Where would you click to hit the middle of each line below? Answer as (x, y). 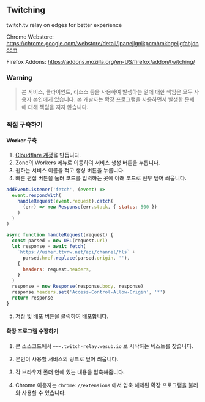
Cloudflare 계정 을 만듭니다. (48, 155)
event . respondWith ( (37, 196)
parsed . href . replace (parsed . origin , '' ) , (76, 258)
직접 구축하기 (24, 125)
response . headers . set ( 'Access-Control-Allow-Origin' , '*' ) (89, 292)
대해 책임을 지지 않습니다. (58, 107)
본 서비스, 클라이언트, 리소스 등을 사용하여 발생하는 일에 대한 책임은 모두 (107, 92)
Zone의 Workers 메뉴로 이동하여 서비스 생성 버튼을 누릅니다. (88, 163)
